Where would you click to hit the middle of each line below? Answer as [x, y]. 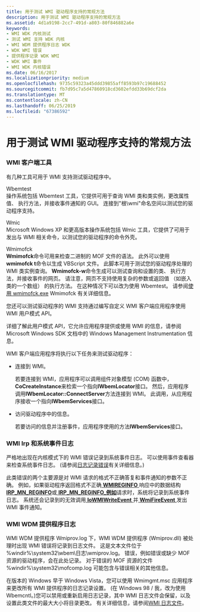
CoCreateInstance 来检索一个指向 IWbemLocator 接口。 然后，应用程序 [102, 386]
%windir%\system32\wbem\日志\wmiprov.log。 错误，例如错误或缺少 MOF [98, 553]
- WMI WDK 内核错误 [29, 67]
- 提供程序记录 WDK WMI [33, 56]
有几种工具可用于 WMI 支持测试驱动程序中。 [60, 177]
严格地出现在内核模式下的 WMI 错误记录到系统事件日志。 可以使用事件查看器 [100, 458]
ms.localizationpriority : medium [48, 78]
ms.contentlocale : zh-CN [37, 100]
